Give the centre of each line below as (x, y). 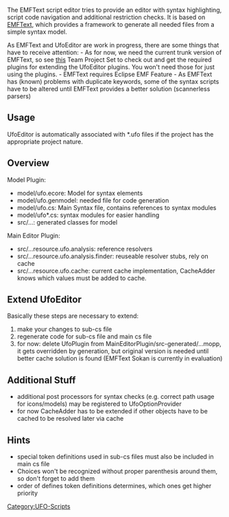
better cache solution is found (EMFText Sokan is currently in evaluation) (120, 358)
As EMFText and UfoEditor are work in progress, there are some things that (113, 45)
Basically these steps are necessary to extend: (73, 316)
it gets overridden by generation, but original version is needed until (113, 351)
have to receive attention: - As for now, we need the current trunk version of (114, 52)
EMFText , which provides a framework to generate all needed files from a (111, 24)
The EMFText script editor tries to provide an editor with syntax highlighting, (114, 10)
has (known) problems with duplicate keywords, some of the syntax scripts (113, 81)
